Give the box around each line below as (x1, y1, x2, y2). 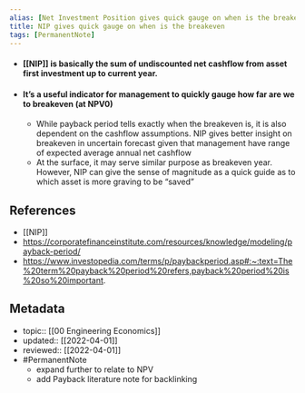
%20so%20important (22, 274, 104, 286)
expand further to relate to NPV (35, 364, 154, 375)
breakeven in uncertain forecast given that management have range (35, 138, 290, 149)
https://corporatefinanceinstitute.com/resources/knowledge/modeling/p (22, 236, 293, 247)
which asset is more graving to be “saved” (35, 176, 195, 187)
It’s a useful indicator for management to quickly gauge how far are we (22, 88, 295, 100)
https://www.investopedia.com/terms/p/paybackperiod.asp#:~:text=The (22, 255, 293, 266)
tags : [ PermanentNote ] (9, 30, 95, 39)
